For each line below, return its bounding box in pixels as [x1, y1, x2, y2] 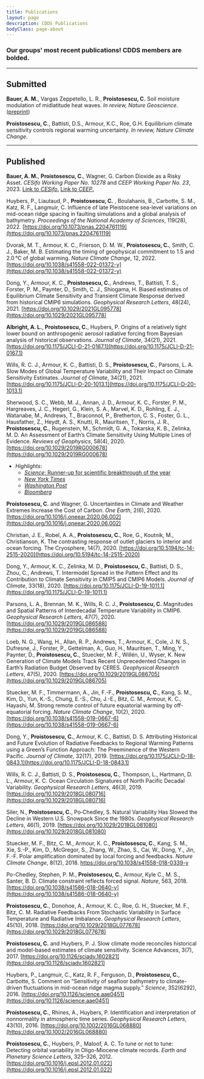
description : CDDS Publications [6, 20, 88, 26]
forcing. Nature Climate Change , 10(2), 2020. [32, 708, 146, 716]
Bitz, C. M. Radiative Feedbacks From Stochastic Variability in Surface [6, 909, 181, 916]
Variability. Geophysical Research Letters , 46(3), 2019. [6, 784, 143, 791]
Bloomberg [24, 488, 52, 496]
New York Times [24, 475, 66, 483]
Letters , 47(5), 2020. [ [6, 671, 62, 678]
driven [6, 984, 22, 991]
